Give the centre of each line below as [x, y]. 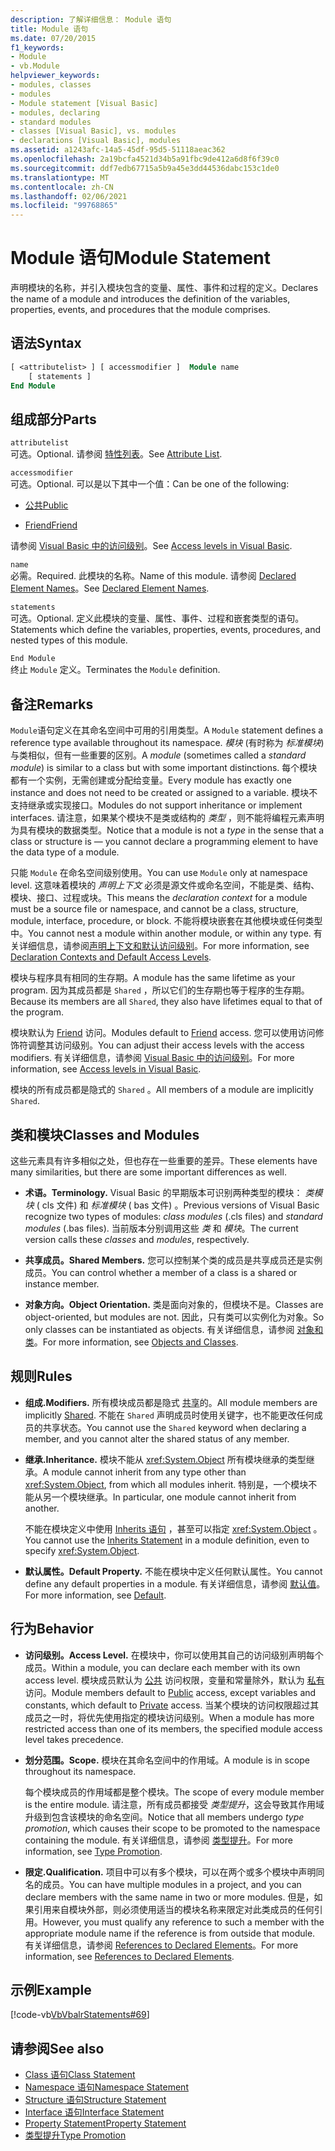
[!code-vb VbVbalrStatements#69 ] [80, 2015]
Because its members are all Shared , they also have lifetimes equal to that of [166, 1002]
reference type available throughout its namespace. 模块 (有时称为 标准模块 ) [167, 743]
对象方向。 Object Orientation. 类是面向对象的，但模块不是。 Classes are [174, 1304]
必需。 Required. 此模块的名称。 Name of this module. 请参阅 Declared [153, 576]
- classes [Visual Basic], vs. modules [93, 131]
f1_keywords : [37, 47]
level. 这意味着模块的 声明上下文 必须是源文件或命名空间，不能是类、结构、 [165, 885]
